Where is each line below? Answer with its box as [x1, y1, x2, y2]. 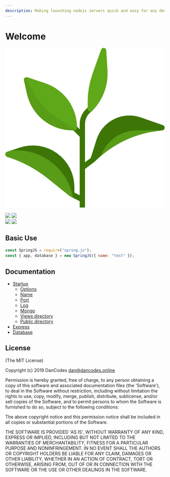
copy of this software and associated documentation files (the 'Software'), [5, 382, 160, 388]
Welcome [5, 30, 46, 42]
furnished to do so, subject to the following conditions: [5, 403, 119, 410]
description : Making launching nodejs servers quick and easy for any [5, 8, 157, 13]
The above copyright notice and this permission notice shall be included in [5, 414, 160, 420]
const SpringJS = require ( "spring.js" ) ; [5, 248, 92, 253]
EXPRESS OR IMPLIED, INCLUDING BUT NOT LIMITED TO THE [5, 434, 136, 441]
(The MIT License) [5, 357, 44, 363]
